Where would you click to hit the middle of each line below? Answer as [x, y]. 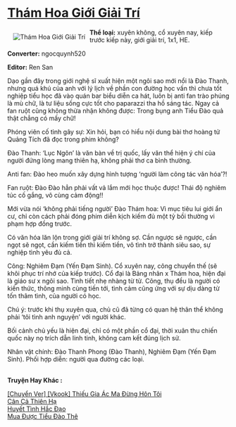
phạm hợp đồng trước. [40, 224]
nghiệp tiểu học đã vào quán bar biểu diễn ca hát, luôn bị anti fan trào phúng [118, 96]
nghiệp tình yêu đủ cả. [40, 252]
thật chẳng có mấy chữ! [42, 118]
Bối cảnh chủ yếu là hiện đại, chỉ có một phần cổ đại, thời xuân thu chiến [112, 330]
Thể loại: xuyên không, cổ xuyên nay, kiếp [151, 32]
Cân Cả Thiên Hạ [32, 401]
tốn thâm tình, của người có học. [54, 295]
